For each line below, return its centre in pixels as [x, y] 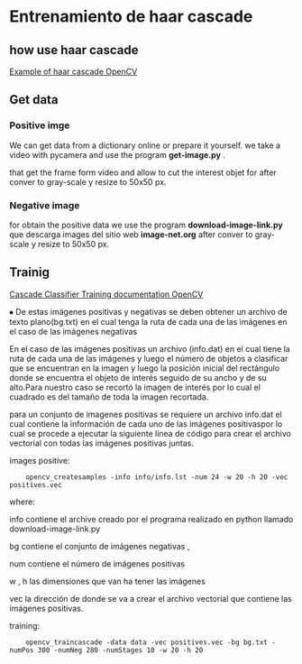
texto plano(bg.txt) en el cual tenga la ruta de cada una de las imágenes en [148, 321]
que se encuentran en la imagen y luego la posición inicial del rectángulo [145, 368]
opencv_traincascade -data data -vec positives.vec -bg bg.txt [147, 642]
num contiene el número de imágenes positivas [97, 563]
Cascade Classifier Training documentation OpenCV [106, 294]
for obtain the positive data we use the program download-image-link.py [146, 225]
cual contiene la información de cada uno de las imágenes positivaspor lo [146, 424]
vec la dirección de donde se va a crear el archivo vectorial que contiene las [151, 598]
